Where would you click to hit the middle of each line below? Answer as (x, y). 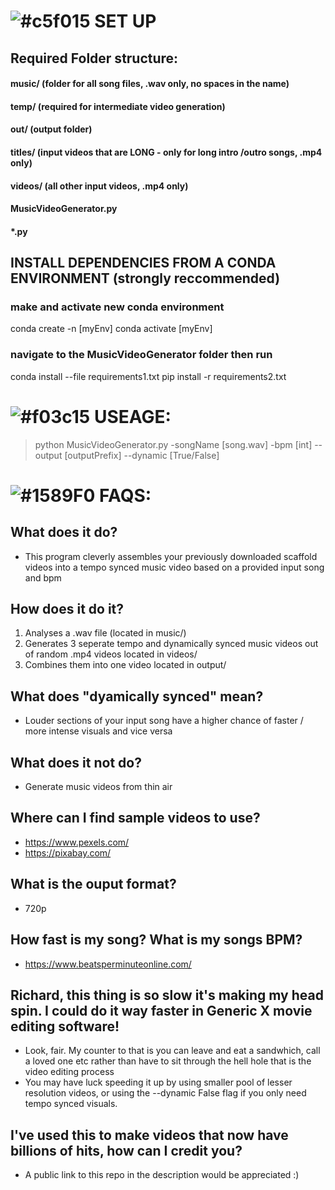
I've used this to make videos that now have (149, 1135)
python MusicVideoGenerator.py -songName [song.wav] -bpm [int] (173, 444)
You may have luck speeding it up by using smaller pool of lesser (158, 1082)
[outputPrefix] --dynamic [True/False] (142, 455)
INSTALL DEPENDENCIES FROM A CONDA (143, 263)
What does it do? (64, 532)
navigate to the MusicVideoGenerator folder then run (141, 355)
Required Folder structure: (94, 58)
